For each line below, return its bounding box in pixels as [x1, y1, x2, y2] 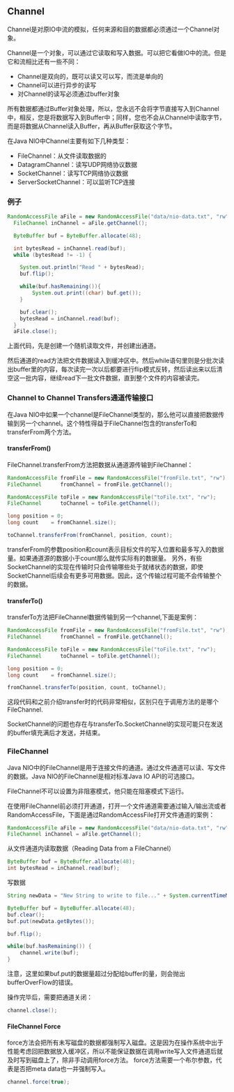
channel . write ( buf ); [19, 950, 79, 957]
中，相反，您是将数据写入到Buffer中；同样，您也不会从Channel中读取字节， [7, 113, 226, 121]
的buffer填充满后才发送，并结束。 [7, 729, 104, 737]
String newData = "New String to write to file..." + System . [7, 892, 192, 899]
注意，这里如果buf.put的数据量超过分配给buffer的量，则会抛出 [7, 970, 186, 978]
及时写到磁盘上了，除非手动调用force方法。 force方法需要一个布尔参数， [7, 1056, 216, 1064]
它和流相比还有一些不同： [7, 57, 81, 66]
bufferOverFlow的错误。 [7, 978, 77, 987]
